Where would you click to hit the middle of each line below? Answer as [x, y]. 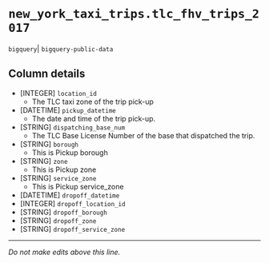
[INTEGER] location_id [58, 93]
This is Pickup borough [70, 152]
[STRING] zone [44, 161]
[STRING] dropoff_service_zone [72, 229]
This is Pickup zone [64, 169]
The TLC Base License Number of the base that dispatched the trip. [143, 135]
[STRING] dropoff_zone [58, 220]
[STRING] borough [49, 144]
